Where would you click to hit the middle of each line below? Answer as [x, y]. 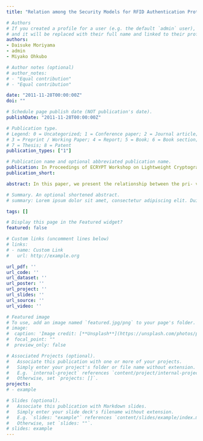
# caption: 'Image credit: [42, 334]
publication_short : [31, 173]
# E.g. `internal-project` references [58, 373]
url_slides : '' [25, 295]
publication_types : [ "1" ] [39, 151]
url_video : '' [24, 306]
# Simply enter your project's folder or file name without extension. [101, 367]
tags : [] [17, 211]
